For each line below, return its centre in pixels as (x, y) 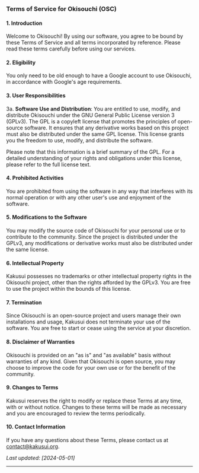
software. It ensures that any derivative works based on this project (107, 128)
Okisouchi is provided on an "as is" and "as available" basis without (89, 355)
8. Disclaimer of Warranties (41, 342)
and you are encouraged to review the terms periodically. (76, 413)
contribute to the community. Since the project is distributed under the (92, 237)
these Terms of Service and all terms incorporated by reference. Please (93, 43)
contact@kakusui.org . (33, 446)
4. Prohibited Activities (35, 178)
